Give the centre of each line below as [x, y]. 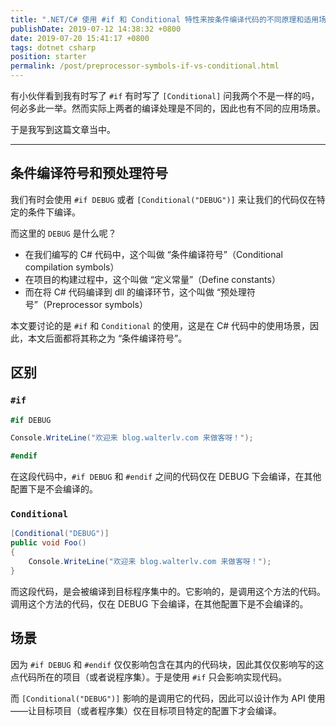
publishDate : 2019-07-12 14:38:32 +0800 [96, 29]
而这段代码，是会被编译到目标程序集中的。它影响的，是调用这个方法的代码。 [168, 591]
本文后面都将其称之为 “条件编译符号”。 [107, 338]
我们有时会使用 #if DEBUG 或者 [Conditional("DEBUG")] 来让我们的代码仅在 [163, 199]
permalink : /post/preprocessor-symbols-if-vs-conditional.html [145, 66]
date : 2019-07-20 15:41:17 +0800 [80, 38]
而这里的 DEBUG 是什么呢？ [63, 233]
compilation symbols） [72, 267]
